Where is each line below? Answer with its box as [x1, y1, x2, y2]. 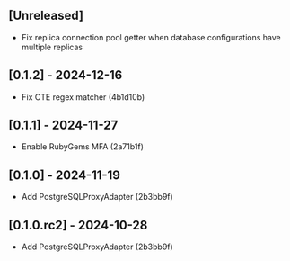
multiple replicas [21, 41, 83, 52]
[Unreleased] [8, 8, 84, 23]
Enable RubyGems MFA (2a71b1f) [21, 141, 145, 152]
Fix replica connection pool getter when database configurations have [21, 31, 282, 42]
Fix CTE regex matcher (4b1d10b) [21, 91, 145, 103]
